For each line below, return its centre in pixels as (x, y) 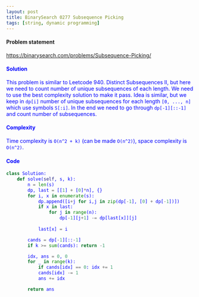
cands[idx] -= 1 (58, 273)
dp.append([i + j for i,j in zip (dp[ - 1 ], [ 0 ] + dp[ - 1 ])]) (109, 201)
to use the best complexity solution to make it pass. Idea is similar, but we (96, 95)
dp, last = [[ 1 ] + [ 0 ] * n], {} (65, 190)
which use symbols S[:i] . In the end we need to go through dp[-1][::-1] (96, 108)
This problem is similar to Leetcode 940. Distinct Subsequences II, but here (98, 82)
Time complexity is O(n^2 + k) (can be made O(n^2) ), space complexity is (97, 140)
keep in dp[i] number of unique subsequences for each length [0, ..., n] (99, 101)
